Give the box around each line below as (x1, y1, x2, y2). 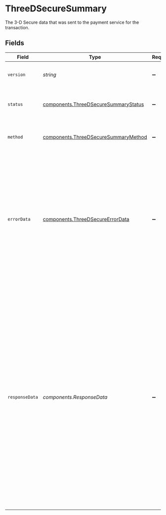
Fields (5, 39, 25, 47)
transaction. (5, 24, 30, 30)
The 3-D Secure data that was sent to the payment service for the (5, 19, 139, 25)
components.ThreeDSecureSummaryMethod (42, 133, 147, 140)
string (42, 71, 57, 78)
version (7, 72, 26, 77)
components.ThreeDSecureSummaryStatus (42, 101, 144, 108)
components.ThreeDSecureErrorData (42, 215, 129, 222)
